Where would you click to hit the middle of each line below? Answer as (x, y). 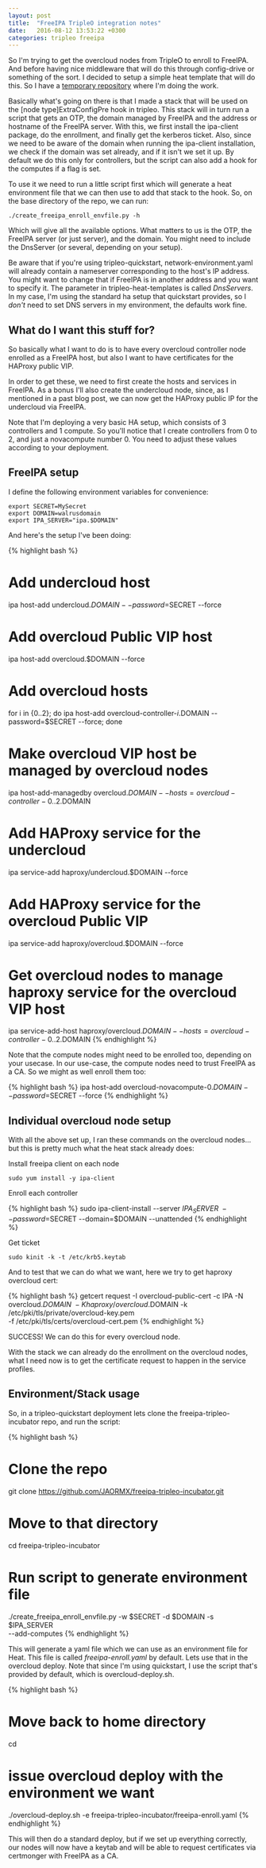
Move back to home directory (107, 1721)
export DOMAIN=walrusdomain (55, 513)
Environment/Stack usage (74, 1394)
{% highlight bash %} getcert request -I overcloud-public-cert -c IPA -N (126, 1296)
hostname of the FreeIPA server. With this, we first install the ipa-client (123, 126)
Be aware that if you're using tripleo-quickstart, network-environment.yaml (131, 263)
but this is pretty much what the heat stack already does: (101, 1148)
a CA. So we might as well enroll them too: (77, 1072)
